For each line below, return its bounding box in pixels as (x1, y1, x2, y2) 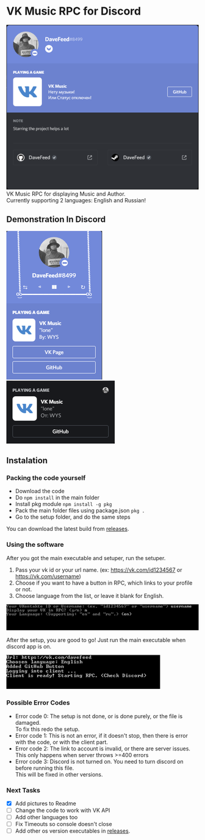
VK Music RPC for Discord (6, 4, 142, 18)
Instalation (6, 455, 48, 466)
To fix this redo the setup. (15, 725, 80, 733)
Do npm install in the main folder (15, 494, 99, 501)
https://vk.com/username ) (15, 572, 81, 580)
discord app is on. (6, 643, 52, 650)
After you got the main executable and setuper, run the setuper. (6, 554, 166, 561)
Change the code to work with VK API (15, 806, 110, 814)
